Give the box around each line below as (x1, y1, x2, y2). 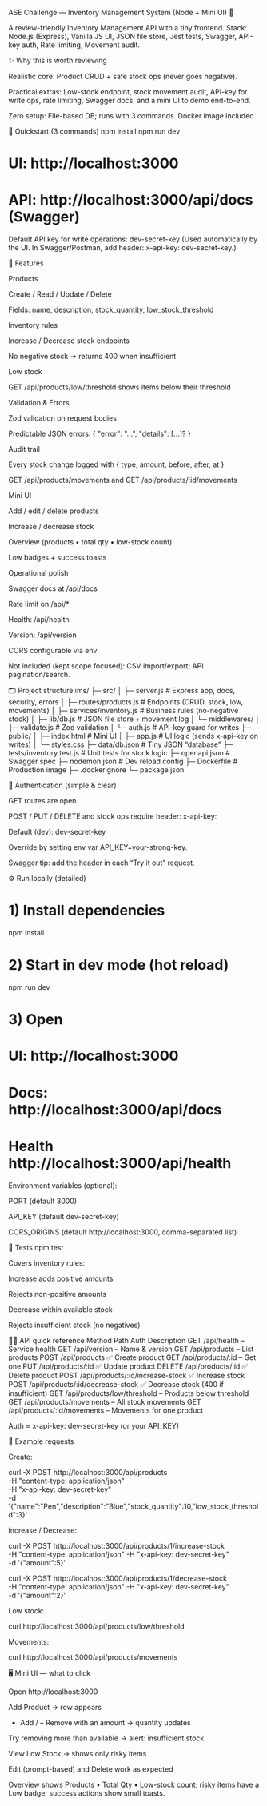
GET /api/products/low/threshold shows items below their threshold (8, 382, 232, 392)
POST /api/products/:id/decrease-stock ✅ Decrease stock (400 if (8, 1379, 224, 1389)
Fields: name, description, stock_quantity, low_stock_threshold (8, 305, 214, 315)
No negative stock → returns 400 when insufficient (8, 352, 177, 361)
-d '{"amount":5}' (8, 1557, 66, 1567)
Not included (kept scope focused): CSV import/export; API (8, 661, 204, 671)
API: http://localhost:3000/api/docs (8, 191, 253, 209)
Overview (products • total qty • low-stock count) (8, 537, 173, 547)
